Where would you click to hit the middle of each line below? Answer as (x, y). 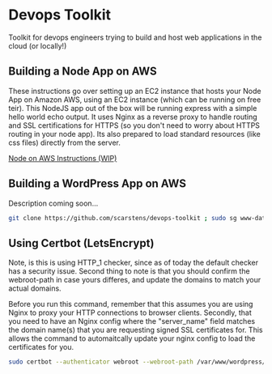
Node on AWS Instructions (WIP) (63, 158)
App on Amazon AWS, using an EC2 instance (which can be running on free (135, 100)
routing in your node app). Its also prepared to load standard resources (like (135, 134)
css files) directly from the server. (65, 142)
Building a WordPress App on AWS (97, 184)
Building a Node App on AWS (83, 72)
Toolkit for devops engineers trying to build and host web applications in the (135, 37)
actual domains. (35, 288)
